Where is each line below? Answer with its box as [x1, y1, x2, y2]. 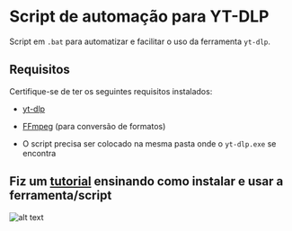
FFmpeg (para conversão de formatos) [22, 120, 166, 131]
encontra [22, 147, 57, 158]
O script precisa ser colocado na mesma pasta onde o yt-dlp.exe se [22, 138, 277, 149]
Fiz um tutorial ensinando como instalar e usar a [9, 173, 284, 190]
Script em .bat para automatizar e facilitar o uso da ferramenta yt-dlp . [9, 36, 271, 47]
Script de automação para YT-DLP [9, 6, 270, 27]
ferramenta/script [9, 188, 112, 203]
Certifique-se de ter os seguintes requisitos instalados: [9, 85, 213, 96]
